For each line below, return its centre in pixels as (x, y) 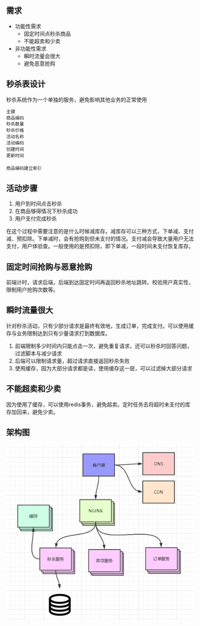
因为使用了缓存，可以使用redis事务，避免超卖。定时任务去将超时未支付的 (96, 404)
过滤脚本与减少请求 (38, 353)
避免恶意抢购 (39, 63)
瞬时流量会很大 (42, 56)
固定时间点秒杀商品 (47, 33)
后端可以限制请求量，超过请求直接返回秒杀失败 (72, 361)
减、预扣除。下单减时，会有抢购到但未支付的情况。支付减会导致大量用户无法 (100, 239)
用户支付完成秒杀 (36, 219)
